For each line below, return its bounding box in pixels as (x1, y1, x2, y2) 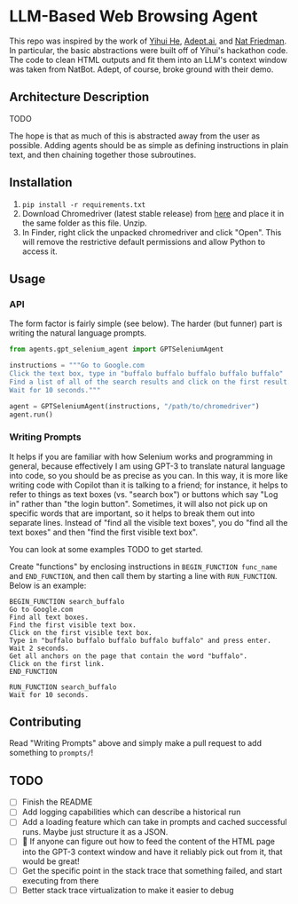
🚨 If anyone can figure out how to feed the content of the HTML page (21, 837, 275, 847)
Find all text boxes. (9, 613, 90, 622)
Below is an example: (9, 580, 87, 591)
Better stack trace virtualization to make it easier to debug (21, 884, 234, 895)
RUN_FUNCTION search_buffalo (9, 682, 117, 692)
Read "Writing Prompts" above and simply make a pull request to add (9, 738, 263, 749)
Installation (9, 175, 73, 190)
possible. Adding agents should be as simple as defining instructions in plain (9, 139, 289, 150)
